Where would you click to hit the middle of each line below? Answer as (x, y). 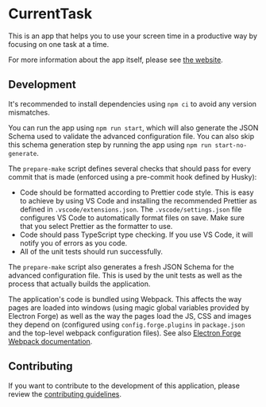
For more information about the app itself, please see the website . (116, 60)
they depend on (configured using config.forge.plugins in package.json (127, 324)
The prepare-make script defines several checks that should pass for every (130, 169)
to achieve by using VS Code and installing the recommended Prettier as (138, 200)
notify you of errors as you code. (73, 242)
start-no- (231, 145)
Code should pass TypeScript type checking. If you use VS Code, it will (136, 235)
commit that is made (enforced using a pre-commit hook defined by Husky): (133, 176)
